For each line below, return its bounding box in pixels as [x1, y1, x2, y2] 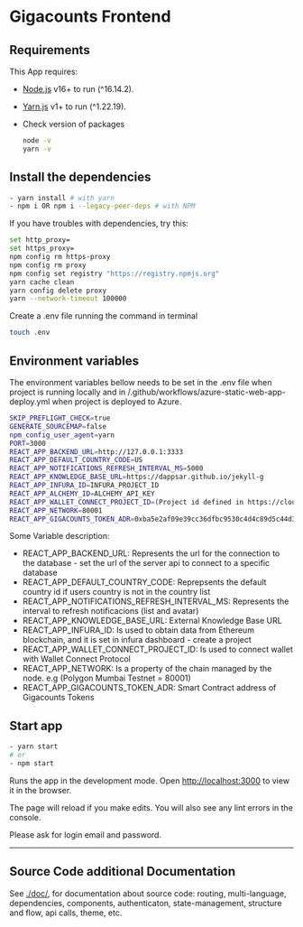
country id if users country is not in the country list [22, 587, 211, 598]
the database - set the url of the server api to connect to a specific [22, 558, 271, 569]
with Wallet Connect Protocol [22, 654, 131, 664]
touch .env [9, 328, 50, 338]
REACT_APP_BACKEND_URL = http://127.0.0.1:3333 [9, 447, 183, 457]
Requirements [9, 42, 90, 58]
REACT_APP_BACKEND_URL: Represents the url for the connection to [22, 548, 280, 559]
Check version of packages [22, 119, 125, 129]
